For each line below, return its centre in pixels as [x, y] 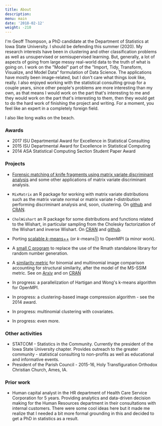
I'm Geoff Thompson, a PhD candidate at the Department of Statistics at [77, 41]
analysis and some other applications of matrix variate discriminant [79, 180]
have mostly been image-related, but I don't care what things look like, [75, 78]
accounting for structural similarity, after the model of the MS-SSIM [79, 268]
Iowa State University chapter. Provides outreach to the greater [75, 349]
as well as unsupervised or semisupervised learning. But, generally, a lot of [80, 57]
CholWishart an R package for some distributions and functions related [83, 219]
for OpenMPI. [25, 287]
